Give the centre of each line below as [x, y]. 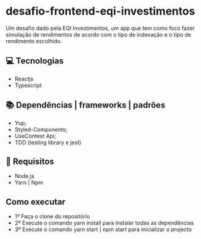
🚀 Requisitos [30, 161]
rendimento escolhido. [34, 41]
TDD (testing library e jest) [48, 142]
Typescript [28, 85]
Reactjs [24, 79]
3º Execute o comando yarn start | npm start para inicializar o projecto [103, 229]
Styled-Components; [41, 129]
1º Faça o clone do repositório [52, 216]
